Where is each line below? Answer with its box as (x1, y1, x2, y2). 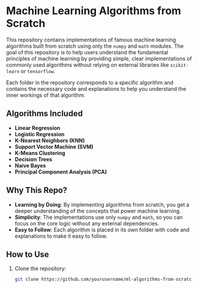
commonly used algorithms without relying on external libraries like (6, 61, 169, 68)
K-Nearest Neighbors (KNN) (14, 137, 85, 144)
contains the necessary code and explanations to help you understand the (6, 85, 187, 92)
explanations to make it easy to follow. (14, 232, 108, 240)
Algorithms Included (6, 109, 83, 119)
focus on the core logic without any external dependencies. (14, 220, 160, 227)
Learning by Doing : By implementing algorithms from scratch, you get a (14, 201, 190, 208)
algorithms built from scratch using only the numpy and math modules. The (6, 42, 184, 50)
